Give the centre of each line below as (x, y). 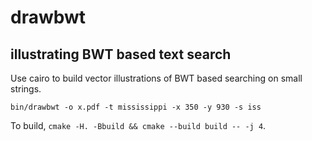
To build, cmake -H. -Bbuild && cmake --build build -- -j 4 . (138, 125)
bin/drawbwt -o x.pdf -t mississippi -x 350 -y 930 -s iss (136, 107)
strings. (26, 89)
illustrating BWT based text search (121, 54)
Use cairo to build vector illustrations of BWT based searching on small (156, 78)
